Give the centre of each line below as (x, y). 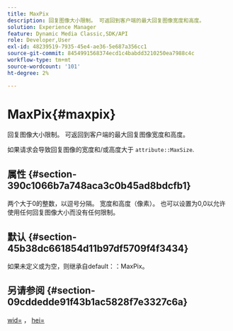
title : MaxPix (28, 14)
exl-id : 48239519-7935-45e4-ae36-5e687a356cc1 (77, 47)
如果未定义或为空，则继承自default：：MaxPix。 (78, 267)
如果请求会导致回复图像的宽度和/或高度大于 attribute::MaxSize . (101, 150)
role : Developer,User (39, 40)
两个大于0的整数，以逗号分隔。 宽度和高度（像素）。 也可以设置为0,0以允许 (116, 204)
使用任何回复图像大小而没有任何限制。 (63, 212)
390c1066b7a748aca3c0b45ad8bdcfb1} (99, 186)
